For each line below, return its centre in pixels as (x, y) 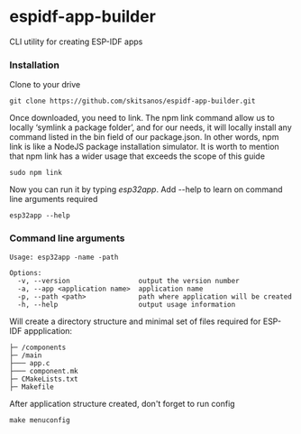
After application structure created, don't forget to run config (123, 403)
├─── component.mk (44, 371)
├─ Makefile (32, 387)
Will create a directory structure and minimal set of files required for (135, 321)
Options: (26, 272)
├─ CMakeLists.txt (44, 379)
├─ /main (26, 355)
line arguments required (54, 199)
